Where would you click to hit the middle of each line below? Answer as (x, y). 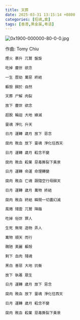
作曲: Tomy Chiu (22, 49)
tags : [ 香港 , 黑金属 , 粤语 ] (30, 24)
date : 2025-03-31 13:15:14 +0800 (40, 15)
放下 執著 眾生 (19, 275)
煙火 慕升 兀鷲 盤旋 (24, 59)
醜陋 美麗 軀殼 (19, 247)
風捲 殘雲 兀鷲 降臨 (24, 209)
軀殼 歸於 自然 (19, 87)
